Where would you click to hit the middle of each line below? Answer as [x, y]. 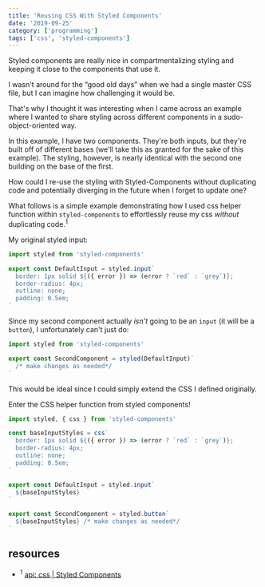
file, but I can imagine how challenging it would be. [92, 93]
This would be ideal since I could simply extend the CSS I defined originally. [132, 389]
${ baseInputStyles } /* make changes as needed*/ [98, 522]
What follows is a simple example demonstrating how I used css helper [125, 206]
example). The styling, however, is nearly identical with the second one [125, 158]
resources [34, 554]
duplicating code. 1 [38, 223]
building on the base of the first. [61, 167]
